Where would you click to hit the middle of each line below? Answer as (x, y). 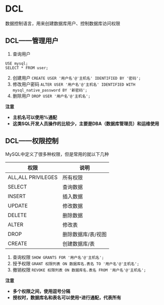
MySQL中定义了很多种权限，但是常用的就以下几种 (57, 154)
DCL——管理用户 (32, 41)
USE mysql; (17, 64)
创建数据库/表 (78, 243)
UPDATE (18, 206)
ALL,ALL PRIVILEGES (33, 177)
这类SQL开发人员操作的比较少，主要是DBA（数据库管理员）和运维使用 (86, 124)
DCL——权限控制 (32, 141)
